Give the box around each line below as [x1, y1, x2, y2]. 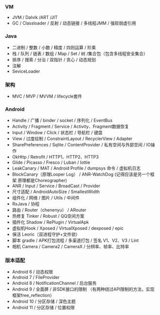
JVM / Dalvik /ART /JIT [12, 15, 58, 20]
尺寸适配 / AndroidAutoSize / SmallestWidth [12, 189, 100, 195]
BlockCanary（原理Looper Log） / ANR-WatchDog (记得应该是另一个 [12, 172, 151, 177]
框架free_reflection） [12, 293, 54, 298]
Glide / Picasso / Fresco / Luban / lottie [12, 159, 90, 165]
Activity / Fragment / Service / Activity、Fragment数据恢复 [12, 123, 129, 130]
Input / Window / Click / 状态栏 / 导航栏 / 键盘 [12, 130, 103, 136]
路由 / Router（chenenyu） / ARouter [12, 207, 87, 213]
